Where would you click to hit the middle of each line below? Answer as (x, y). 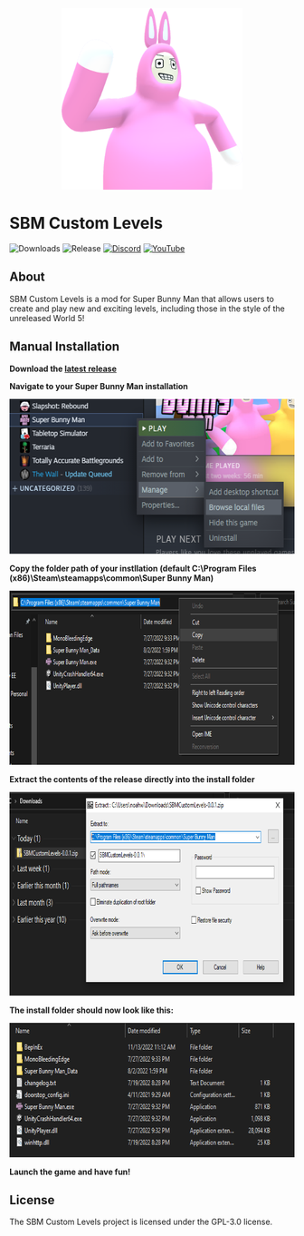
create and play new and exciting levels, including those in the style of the (147, 309)
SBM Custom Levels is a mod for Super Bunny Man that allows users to (142, 299)
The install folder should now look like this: (91, 1010)
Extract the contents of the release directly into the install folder (132, 779)
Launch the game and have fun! (70, 1172)
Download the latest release (63, 368)
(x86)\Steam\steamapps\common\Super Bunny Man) (112, 578)
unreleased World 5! (47, 318)
